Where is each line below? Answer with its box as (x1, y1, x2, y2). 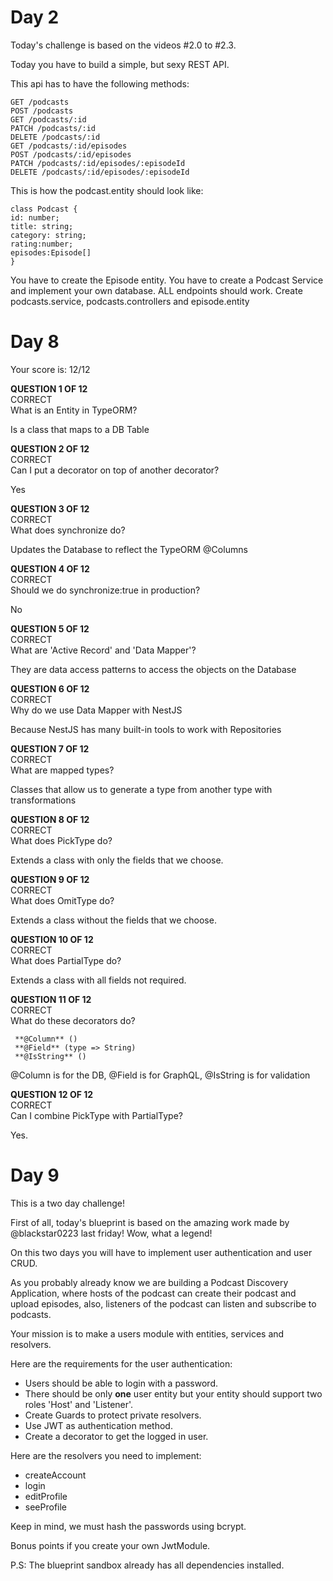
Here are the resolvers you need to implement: (10, 1449, 202, 1461)
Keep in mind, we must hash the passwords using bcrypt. (10, 1520, 247, 1532)
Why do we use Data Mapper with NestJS (10, 704, 183, 716)
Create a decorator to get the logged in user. (24, 1430, 209, 1442)
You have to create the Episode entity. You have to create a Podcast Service (10, 274, 324, 286)
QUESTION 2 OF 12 (10, 442, 90, 455)
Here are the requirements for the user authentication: (10, 1357, 233, 1370)
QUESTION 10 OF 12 (10, 933, 94, 945)
